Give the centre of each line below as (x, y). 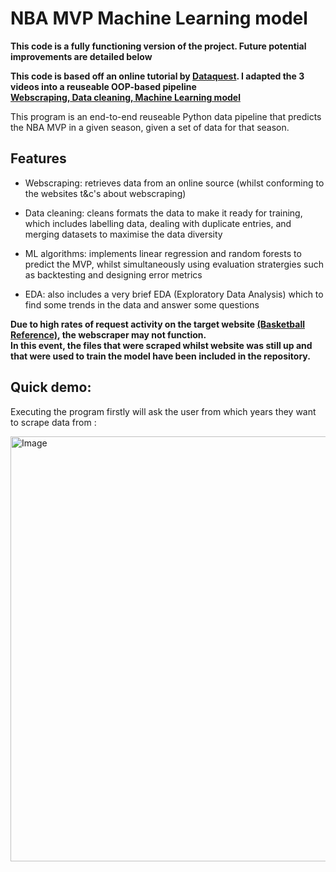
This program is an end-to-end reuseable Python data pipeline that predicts (166, 116)
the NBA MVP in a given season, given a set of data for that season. (150, 127)
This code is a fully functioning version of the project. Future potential (158, 46)
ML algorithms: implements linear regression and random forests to (163, 253)
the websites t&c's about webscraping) (105, 193)
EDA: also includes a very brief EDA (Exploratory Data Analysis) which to (174, 294)
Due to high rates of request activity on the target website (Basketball (157, 324)
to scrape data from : (53, 422)
